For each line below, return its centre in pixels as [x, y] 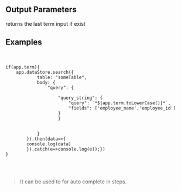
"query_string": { [80, 98]
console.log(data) [49, 144]
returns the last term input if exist [45, 23]
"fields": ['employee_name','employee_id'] [122, 108]
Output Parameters [41, 10]
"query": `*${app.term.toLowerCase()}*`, [119, 103]
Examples [24, 42]
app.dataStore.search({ [45, 72]
